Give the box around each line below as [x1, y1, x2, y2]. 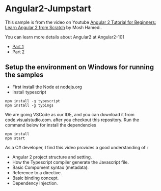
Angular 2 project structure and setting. [12, 154, 92, 160]
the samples [5, 71, 44, 79]
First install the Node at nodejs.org [12, 84, 82, 90]
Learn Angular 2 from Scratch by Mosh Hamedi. [5, 24, 102, 30]
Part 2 [12, 49, 25, 55]
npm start [5, 136, 26, 141]
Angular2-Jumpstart [5, 3, 91, 14]
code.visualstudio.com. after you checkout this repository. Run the [5, 117, 139, 123]
